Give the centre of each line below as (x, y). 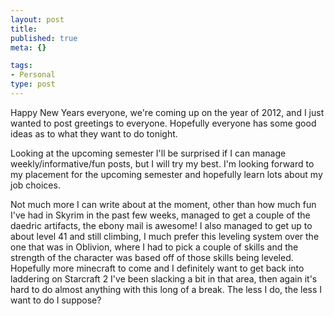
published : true (44, 38)
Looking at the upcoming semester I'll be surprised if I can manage (148, 153)
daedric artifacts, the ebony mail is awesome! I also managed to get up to (161, 225)
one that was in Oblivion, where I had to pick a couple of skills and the (154, 247)
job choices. (35, 185)
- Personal (33, 75)
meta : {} (28, 47)
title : (24, 29)
